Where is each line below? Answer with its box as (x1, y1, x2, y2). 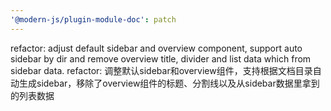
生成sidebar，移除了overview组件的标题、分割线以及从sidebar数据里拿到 (18, 77, 320, 89)
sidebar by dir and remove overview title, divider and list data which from (10, 52, 312, 65)
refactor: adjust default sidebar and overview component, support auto (10, 42, 303, 54)
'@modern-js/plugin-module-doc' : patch (10, 14, 177, 25)
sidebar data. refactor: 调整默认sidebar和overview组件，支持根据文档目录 (10, 64, 313, 76)
